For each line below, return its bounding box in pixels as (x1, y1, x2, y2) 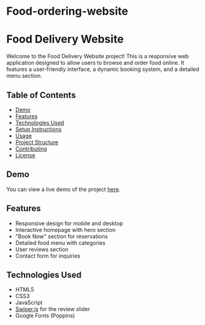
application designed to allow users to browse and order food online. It (6, 59, 185, 67)
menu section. (6, 72, 43, 80)
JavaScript (15, 299, 43, 307)
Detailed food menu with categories (15, 239, 106, 246)
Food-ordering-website (6, 4, 129, 18)
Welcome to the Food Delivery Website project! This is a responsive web (6, 53, 189, 60)
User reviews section (15, 245, 69, 253)
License (15, 151, 35, 159)
